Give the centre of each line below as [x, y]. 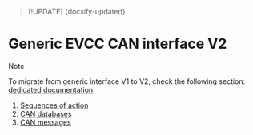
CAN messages [46, 122]
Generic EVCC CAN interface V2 [118, 44]
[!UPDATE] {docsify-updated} [76, 12]
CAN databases [46, 113]
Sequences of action [54, 105]
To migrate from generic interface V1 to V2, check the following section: [127, 81]
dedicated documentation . [52, 89]
